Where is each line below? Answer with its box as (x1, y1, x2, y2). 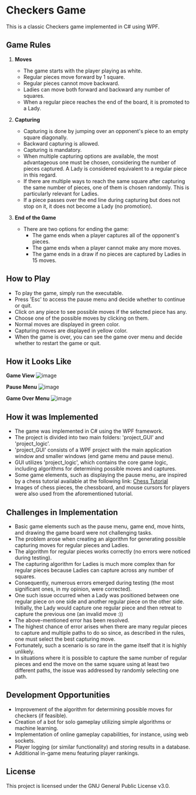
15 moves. (32, 257, 57, 264)
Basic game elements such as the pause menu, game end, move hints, (14, 523, 185, 530)
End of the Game (14, 214, 56, 221)
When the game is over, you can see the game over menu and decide (14, 333, 183, 340)
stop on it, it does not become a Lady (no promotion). (23, 203, 153, 210)
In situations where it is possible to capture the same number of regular (14, 654, 187, 661)
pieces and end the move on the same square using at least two (14, 661, 170, 667)
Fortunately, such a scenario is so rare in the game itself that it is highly (14, 642, 187, 648)
